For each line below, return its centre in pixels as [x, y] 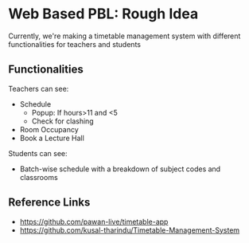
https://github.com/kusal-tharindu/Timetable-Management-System [130, 230]
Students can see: [38, 153]
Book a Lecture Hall [52, 138]
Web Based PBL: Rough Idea [103, 14]
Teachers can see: [39, 88]
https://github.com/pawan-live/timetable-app [94, 221]
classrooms [39, 177]
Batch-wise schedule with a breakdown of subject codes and [120, 169]
